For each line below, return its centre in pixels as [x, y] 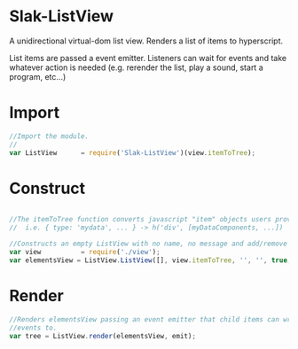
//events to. [33, 328]
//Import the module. [49, 136]
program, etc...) [38, 76]
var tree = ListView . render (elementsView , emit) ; [103, 336]
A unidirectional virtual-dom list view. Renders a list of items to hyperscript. [146, 41]
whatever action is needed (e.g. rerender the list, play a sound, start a [136, 67]
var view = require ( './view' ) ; [85, 252]
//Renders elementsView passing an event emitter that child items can [144, 319]
